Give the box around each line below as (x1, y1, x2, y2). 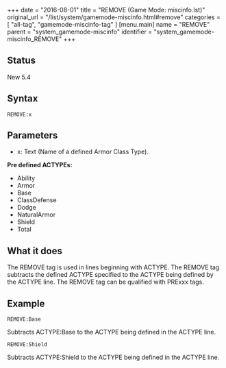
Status (7, 55, 36, 66)
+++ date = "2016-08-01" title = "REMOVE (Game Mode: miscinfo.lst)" (7, 6, 205, 14)
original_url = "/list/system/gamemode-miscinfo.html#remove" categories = (7, 13, 221, 21)
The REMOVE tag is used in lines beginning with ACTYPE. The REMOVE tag (7, 263, 220, 271)
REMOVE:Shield (7, 341, 48, 348)
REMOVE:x (7, 111, 32, 118)
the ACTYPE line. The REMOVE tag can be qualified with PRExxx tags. (7, 278, 204, 286)
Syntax (7, 93, 38, 105)
